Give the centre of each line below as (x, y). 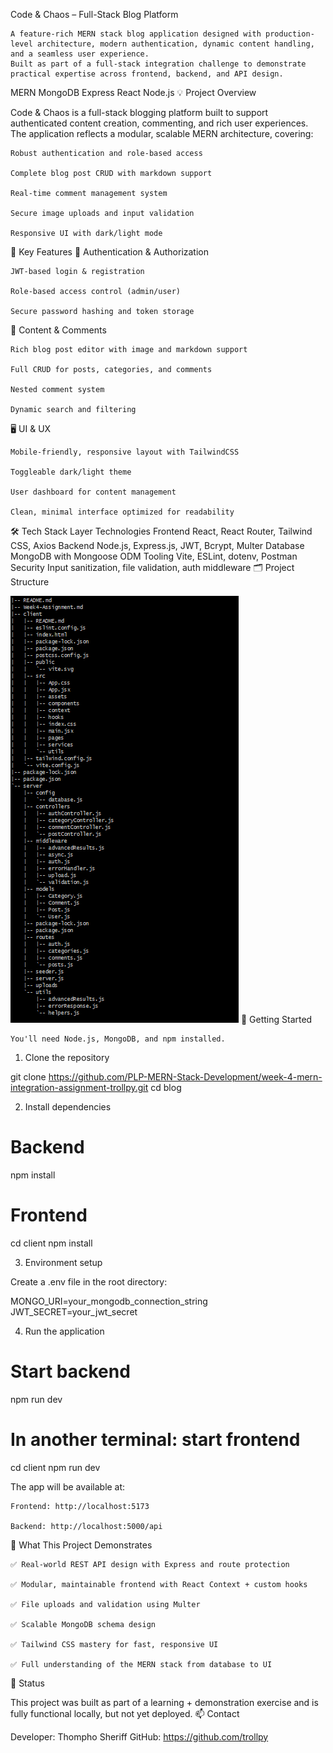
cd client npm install (51, 1243)
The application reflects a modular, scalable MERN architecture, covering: (162, 133)
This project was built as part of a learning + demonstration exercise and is (164, 1702)
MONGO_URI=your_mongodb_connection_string (109, 1301)
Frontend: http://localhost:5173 (80, 1506)
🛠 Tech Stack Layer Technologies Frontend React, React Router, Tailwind (161, 531)
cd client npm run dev (55, 1467)
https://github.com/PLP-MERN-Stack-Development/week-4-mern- (185, 1077)
